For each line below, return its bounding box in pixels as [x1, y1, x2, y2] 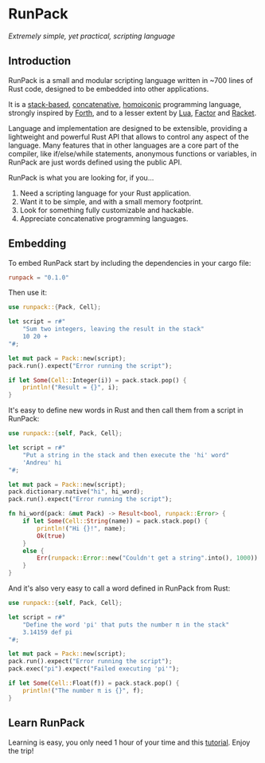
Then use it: [8, 288, 48, 298]
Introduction [8, 54, 72, 68]
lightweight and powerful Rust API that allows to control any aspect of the [8, 132, 249, 141]
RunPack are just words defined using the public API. [8, 157, 182, 167]
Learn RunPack [8, 716, 85, 730]
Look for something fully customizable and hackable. [19, 205, 194, 215]
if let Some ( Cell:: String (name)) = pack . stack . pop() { [22, 517, 208, 525]
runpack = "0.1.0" [8, 273, 69, 282]
